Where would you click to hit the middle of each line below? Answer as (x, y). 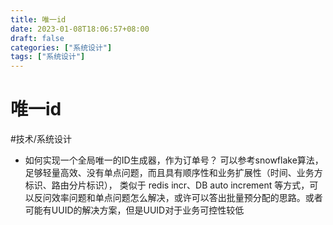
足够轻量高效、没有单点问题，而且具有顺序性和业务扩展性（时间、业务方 (173, 173)
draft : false (37, 38)
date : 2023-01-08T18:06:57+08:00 (80, 29)
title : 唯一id (38, 19)
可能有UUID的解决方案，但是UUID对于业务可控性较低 (134, 210)
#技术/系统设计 (41, 139)
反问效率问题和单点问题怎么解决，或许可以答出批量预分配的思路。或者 (178, 198)
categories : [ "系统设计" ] (61, 47)
